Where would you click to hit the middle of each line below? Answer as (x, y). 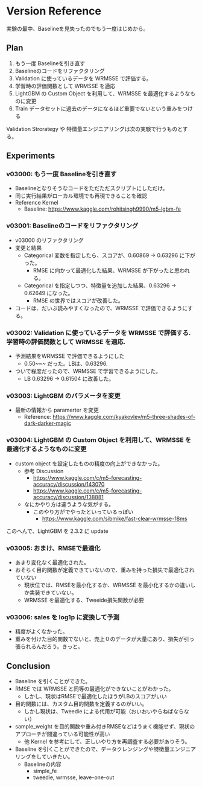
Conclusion (28, 666)
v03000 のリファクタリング (49, 240)
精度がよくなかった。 (41, 631)
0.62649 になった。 (49, 293)
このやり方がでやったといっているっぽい (83, 512)
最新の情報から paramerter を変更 (57, 410)
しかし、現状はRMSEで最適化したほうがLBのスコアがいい (95, 696)
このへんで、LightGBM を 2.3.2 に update (57, 531)
